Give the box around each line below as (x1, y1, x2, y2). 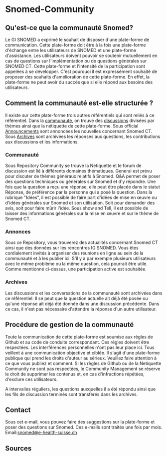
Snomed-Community (5, 3, 95, 15)
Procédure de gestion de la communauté (5, 320, 134, 329)
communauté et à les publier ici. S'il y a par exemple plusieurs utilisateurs (5, 255, 156, 261)
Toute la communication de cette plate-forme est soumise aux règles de (5, 333, 154, 339)
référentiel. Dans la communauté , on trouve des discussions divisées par (5, 117, 155, 123)
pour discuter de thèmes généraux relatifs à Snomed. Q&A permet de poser (5, 173, 161, 179)
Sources (5, 444, 32, 452)
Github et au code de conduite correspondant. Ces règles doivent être (5, 339, 150, 345)
